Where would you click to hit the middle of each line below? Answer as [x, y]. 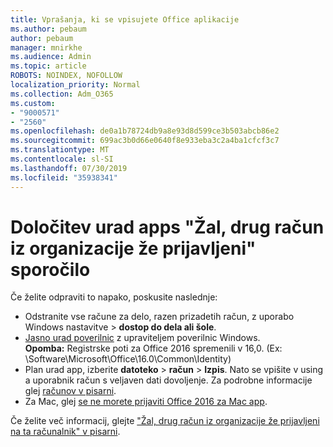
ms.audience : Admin [51, 57]
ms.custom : [33, 103]
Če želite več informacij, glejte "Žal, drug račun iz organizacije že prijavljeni [165, 421]
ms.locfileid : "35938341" [64, 177]
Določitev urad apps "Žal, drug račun [167, 227]
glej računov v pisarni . [70, 391]
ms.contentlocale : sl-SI [62, 159]
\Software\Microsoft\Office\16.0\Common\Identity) [128, 359]
